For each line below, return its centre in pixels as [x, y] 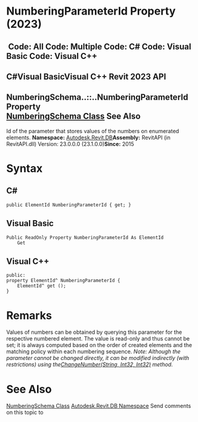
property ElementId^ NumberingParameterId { [63, 281]
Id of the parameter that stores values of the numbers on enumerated [93, 131]
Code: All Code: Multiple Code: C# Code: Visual [100, 47]
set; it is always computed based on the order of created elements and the [99, 345]
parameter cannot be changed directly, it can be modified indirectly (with [98, 358]
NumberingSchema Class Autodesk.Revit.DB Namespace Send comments [99, 406]
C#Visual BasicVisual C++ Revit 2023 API [86, 76]
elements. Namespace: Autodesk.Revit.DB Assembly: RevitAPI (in [88, 137]
